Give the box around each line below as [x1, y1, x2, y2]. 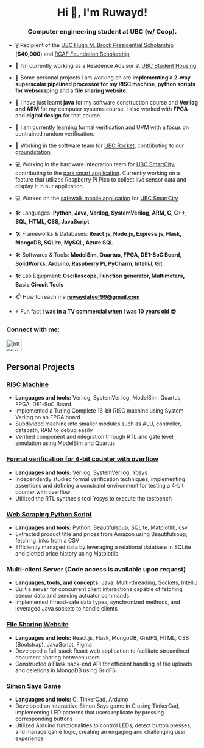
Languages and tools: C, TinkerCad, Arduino [15, 695, 128, 703]
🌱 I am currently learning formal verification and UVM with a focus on [15, 123, 189, 131]
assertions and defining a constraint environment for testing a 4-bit [15, 482, 184, 489]
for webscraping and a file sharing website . [15, 87, 128, 94]
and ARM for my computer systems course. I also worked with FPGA [15, 105, 188, 112]
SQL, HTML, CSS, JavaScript [15, 218, 90, 226]
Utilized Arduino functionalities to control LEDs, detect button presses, [15, 721, 192, 729]
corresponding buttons [15, 715, 73, 722]
